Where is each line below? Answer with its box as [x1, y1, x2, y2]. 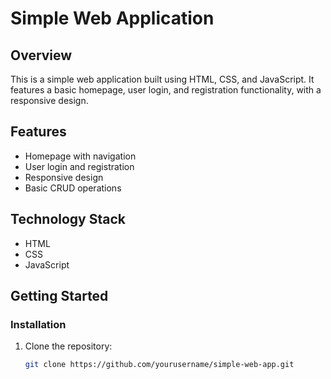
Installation [10, 317, 67, 331]
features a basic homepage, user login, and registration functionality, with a [10, 84, 322, 96]
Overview [10, 47, 73, 64]
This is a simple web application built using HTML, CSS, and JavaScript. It [10, 73, 315, 85]
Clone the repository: [24, 340, 113, 352]
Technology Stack [10, 211, 126, 228]
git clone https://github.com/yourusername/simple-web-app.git [24, 360, 295, 370]
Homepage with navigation [24, 150, 137, 162]
